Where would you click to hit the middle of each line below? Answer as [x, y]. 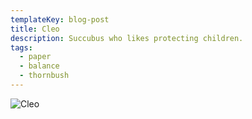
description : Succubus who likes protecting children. [127, 38]
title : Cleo [35, 29]
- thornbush [44, 76]
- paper [35, 57]
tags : [21, 47]
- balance [39, 66]
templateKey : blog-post [60, 19]
